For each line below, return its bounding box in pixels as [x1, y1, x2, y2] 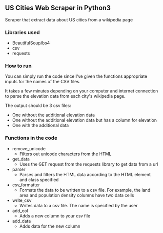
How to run [5, 63, 32, 70]
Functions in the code [5, 135, 58, 142]
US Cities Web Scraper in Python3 [5, 4, 111, 12]
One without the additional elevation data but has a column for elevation [12, 117, 157, 123]
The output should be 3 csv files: [5, 103, 72, 108]
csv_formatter [12, 182, 40, 188]
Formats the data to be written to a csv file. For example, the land [19, 187, 150, 193]
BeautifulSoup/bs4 [12, 40, 50, 46]
